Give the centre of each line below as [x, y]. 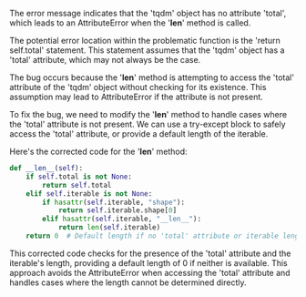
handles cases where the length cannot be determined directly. [128, 282]
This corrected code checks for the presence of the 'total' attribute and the [150, 253]
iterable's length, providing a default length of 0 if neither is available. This [149, 262]
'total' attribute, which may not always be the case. [105, 60]
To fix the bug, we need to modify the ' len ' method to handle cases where [148, 114]
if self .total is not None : [79, 177]
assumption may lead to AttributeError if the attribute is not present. [137, 97]
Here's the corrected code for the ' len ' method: [99, 151]
